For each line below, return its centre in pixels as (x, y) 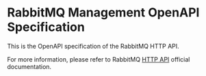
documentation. (29, 66)
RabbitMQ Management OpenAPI (103, 13)
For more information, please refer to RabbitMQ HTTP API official (99, 59)
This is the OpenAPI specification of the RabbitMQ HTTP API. (93, 46)
